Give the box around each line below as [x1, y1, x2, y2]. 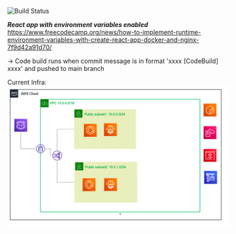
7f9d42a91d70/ [7, 43, 52, 51]
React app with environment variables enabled [7, 21, 148, 28]
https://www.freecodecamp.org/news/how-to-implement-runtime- [7, 28, 201, 36]
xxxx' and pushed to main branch [7, 65, 105, 72]
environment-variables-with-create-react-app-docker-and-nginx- [7, 35, 199, 44]
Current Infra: [7, 78, 47, 87]
